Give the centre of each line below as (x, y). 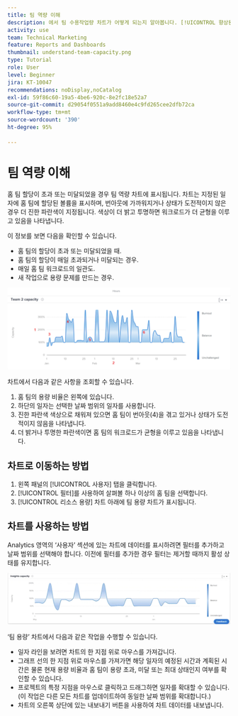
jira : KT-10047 (30, 82)
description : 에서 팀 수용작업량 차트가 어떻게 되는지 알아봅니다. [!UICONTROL (112, 22)
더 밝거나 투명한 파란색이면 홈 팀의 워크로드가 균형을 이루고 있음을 (108, 432)
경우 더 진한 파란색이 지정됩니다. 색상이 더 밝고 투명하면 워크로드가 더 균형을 (112, 211)
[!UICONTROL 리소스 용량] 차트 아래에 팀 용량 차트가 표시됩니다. (107, 502)
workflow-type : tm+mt (39, 112)
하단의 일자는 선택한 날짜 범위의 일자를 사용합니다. (86, 406)
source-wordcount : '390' (44, 120)
